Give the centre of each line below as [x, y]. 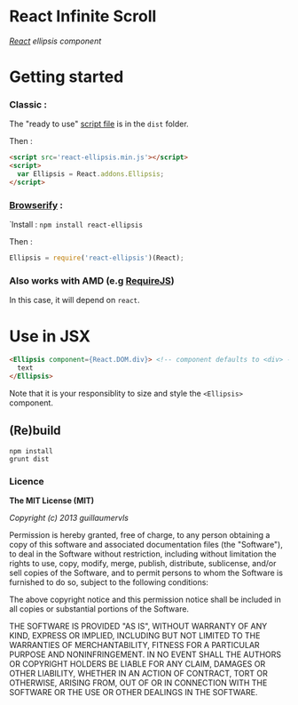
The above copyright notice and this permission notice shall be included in [145, 600]
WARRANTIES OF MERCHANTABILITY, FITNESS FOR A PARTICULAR [134, 645]
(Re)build [35, 431]
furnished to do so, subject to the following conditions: [109, 582]
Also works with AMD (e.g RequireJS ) [92, 281]
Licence [27, 481]
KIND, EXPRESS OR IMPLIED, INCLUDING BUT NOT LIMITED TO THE [135, 636]
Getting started [67, 77]
